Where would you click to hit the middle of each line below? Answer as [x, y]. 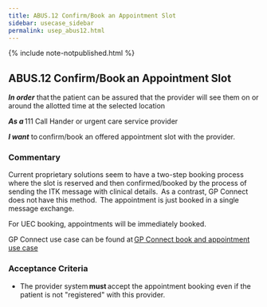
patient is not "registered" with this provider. [92, 294]
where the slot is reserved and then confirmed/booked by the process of [128, 183]
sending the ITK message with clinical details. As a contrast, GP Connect [128, 191]
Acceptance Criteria [48, 269]
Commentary [35, 158]
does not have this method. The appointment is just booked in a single [124, 200]
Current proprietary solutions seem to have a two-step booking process [126, 175]
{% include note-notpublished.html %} [72, 53]
